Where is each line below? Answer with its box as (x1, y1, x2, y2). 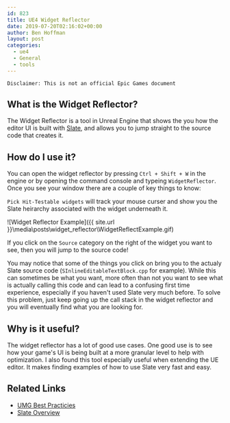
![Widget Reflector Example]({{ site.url (7, 218, 115, 227)
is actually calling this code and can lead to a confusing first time (7, 281, 190, 289)
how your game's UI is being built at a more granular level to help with (7, 348, 204, 357)
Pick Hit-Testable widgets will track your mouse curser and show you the (7, 197, 218, 206)
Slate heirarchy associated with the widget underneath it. (7, 205, 168, 213)
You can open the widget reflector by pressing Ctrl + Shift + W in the (7, 170, 207, 178)
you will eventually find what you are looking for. (7, 303, 144, 311)
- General (13, 55, 41, 62)
